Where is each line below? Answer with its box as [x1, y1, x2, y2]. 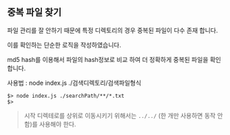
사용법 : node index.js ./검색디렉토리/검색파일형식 [7, 79, 142, 87]
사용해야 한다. [39, 120, 76, 128]
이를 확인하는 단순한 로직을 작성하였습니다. [7, 41, 122, 49]
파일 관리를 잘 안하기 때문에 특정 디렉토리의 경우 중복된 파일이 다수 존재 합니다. [7, 26, 218, 34]
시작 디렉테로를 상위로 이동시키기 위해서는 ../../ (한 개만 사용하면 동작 [23, 111, 216, 119]
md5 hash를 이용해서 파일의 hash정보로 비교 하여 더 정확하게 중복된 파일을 [7, 55, 209, 63]
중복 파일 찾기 [7, 6, 62, 19]
